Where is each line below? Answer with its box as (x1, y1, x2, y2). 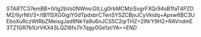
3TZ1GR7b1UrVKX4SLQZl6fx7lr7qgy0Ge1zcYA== (6, 24, 126, 31)
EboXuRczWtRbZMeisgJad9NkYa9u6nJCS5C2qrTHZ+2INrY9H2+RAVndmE (6, 18, 193, 24)
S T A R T (6, 5, 23, 12)
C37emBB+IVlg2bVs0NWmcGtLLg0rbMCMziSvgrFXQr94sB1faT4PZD (23, 5, 194, 12)
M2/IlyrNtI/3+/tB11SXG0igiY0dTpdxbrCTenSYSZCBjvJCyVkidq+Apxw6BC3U (6, 11, 195, 18)
